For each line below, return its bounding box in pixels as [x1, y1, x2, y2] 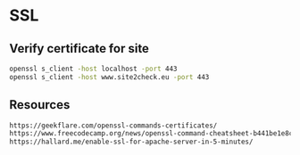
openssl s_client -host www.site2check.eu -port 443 [9, 72, 210, 81]
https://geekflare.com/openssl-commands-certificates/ [9, 121, 218, 130]
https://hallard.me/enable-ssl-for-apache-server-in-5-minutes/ [9, 137, 254, 147]
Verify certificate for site [9, 41, 150, 56]
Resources [9, 97, 71, 112]
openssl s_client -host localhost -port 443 [9, 64, 178, 73]
